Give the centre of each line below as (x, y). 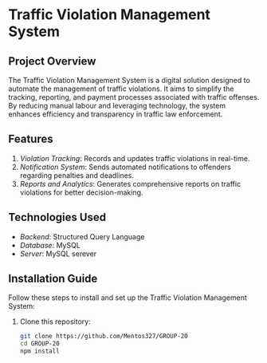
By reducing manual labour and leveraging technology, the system (117, 106)
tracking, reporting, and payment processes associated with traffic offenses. (134, 97)
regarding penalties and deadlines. (77, 175)
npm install (39, 351)
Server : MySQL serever (58, 254)
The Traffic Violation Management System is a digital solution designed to (130, 80)
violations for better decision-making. (81, 192)
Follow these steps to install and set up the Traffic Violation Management (128, 298)
